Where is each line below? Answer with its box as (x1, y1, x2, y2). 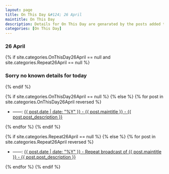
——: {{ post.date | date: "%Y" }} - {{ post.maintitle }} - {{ (12, 108, 132, 114)
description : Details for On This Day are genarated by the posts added (5, 21, 161, 27)
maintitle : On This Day (5, 17, 55, 22)
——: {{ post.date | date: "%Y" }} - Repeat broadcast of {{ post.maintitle (12, 148, 162, 154)
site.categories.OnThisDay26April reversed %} (5, 99, 102, 105)
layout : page (5, 7, 33, 13)
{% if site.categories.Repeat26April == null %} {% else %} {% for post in (5, 133, 156, 139)
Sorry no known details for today (5, 72, 87, 79)
